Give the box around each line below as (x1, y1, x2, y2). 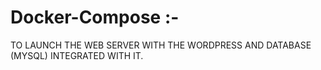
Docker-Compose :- (10, 6, 180, 29)
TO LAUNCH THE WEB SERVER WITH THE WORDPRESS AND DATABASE (10, 39, 312, 51)
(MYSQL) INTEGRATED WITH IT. (10, 49, 144, 61)
